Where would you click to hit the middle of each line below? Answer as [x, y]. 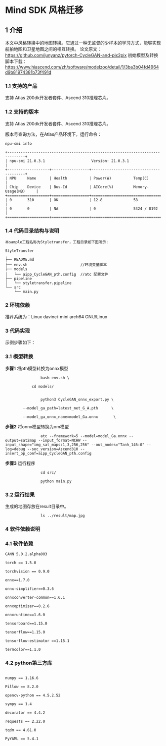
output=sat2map [21, 440]
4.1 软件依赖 [19, 543]
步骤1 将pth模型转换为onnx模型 [37, 368]
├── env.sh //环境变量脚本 [56, 265]
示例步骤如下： [20, 343]
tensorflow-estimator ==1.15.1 [37, 641]
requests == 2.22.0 [25, 721]
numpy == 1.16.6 [22, 678]
